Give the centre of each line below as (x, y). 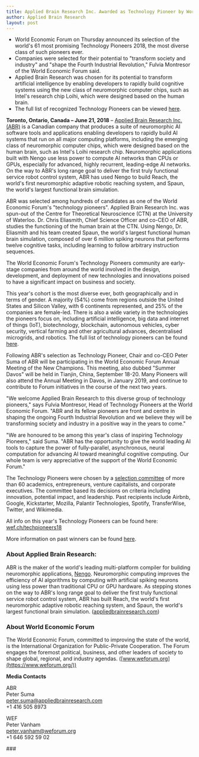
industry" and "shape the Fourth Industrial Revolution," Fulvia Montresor (102, 65)
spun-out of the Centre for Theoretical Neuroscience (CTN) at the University (99, 214)
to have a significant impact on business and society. (71, 282)
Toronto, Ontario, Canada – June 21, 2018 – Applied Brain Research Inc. (94, 120)
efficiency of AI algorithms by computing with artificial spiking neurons (92, 580)
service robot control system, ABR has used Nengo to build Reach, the (92, 177)
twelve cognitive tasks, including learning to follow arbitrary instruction (93, 245)
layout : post (22, 23)
